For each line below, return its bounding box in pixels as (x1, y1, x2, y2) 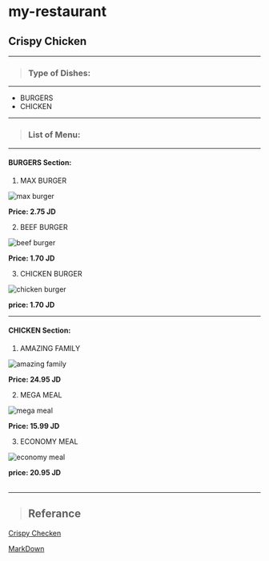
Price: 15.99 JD (8, 422, 60, 430)
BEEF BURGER (19, 222, 68, 232)
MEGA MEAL (19, 390, 62, 399)
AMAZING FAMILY (19, 344, 81, 353)
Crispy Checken (8, 528, 62, 538)
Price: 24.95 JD (8, 375, 62, 384)
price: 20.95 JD (8, 468, 62, 477)
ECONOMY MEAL (19, 437, 78, 446)
